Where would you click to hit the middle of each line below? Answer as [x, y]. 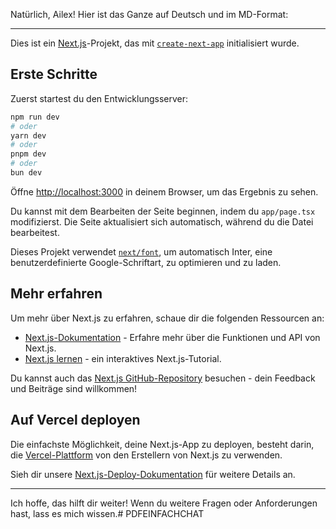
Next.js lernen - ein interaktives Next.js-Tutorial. [123, 358]
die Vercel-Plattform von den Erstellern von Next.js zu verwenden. [146, 455]
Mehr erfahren [56, 294]
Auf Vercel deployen [75, 420]
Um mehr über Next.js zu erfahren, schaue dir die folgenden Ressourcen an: [167, 318]
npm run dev [35, 117]
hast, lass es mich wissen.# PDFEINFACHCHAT [107, 513]
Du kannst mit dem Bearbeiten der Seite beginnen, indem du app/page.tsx [163, 211]
